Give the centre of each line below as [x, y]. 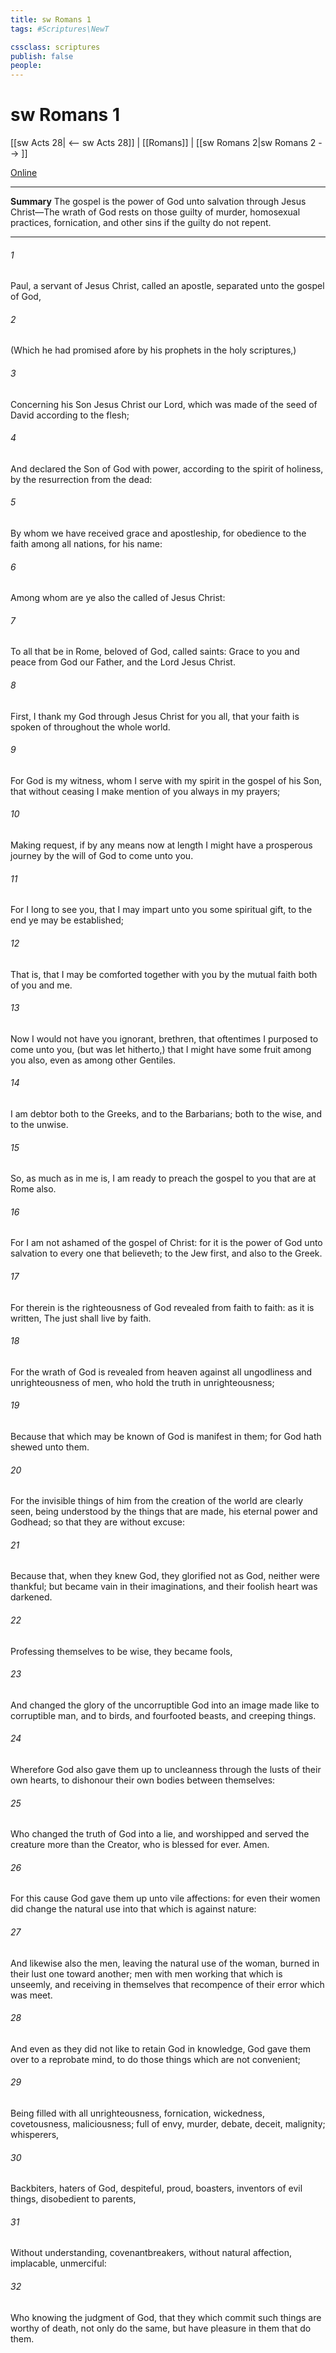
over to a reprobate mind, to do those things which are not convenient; [155, 2059]
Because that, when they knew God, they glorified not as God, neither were [165, 1576]
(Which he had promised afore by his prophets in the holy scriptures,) [153, 350]
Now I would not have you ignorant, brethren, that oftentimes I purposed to [164, 1038]
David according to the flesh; [70, 415]
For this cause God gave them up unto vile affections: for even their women [165, 1898]
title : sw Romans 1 [51, 19]
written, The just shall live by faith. [81, 1318]
